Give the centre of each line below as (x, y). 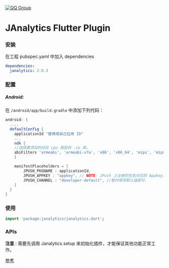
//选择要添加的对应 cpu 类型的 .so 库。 (52, 148)
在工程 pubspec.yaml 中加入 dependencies (50, 57)
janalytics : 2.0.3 (29, 71)
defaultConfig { (27, 129)
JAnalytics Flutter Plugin (58, 28)
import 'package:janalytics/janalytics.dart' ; (55, 219)
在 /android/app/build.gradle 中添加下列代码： (55, 110)
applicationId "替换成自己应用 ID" (49, 134)
